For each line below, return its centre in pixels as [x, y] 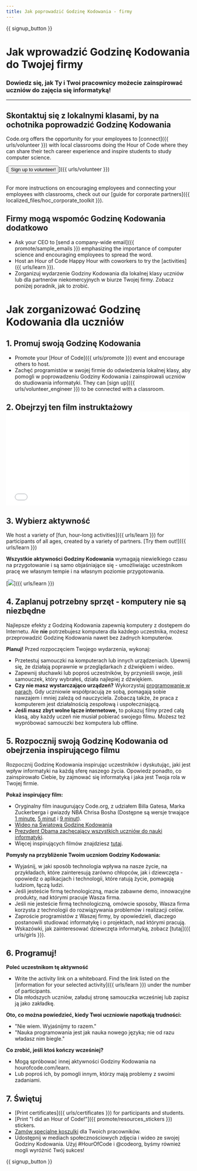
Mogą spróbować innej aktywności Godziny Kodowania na [85, 1062]
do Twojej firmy [45, 64]
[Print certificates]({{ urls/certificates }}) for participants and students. [99, 1113]
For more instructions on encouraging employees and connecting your [91, 188]
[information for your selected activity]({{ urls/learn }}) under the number [103, 985]
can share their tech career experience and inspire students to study [89, 151]
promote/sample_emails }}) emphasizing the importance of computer [98, 248]
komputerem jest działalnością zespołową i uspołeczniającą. [87, 704]
